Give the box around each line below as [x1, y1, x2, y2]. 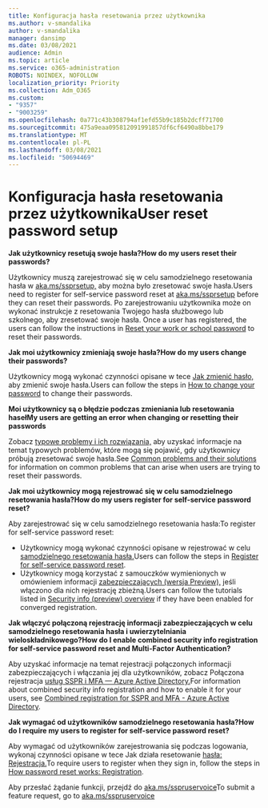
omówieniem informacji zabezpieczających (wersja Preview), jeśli [19, 577, 236, 587]
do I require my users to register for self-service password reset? [8, 726, 230, 736]
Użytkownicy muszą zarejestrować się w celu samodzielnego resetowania [8, 273, 253, 282]
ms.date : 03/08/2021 [8, 42, 78, 50]
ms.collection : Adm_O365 [8, 86, 91, 95]
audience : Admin [8, 49, 62, 57]
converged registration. [19, 603, 98, 612]
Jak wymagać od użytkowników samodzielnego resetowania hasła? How [8, 717, 254, 727]
